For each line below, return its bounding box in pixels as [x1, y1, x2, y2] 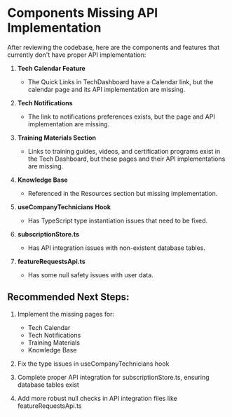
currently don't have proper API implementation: [7, 51, 146, 59]
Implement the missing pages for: [17, 310, 114, 318]
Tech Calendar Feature [17, 64, 86, 72]
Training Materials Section [17, 133, 97, 142]
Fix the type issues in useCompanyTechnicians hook [17, 359, 170, 368]
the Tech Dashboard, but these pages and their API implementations [27, 154, 226, 163]
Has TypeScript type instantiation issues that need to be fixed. [27, 216, 208, 225]
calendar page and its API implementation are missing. [27, 85, 186, 93]
